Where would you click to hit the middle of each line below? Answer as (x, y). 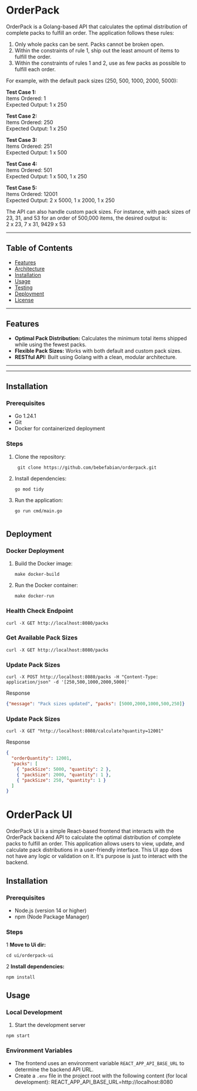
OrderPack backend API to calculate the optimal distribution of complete (94, 837)
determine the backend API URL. (54, 1070)
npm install (21, 977)
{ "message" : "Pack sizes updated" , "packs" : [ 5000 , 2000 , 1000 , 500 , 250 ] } (96, 704)
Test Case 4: (22, 164)
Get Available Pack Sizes (42, 638)
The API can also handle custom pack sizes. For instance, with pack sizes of (98, 211)
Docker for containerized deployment (60, 429)
